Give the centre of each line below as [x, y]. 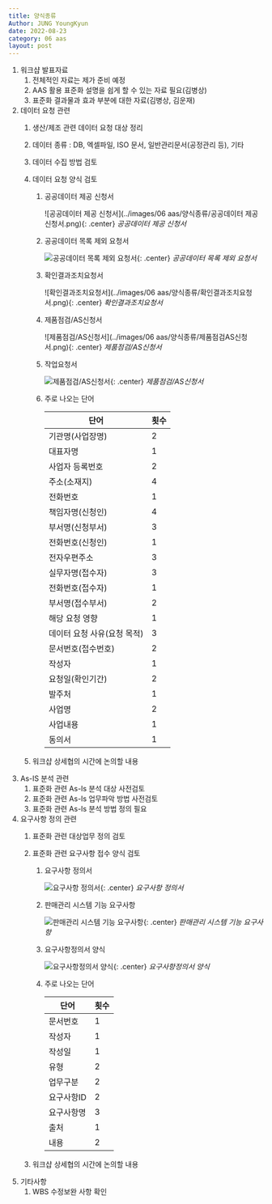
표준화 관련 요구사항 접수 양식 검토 [86, 854]
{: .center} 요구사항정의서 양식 [161, 967]
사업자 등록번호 [76, 467]
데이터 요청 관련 [45, 111]
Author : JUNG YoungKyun [49, 23]
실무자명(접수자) [78, 573]
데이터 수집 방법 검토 [65, 162]
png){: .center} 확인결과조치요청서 [108, 303]
